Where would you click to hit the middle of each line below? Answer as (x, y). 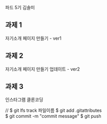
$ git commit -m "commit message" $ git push (54, 116)
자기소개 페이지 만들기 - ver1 (33, 38)
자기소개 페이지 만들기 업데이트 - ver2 (43, 69)
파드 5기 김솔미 (20, 7)
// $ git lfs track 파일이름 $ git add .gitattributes (54, 110)
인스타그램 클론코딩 (24, 100)
